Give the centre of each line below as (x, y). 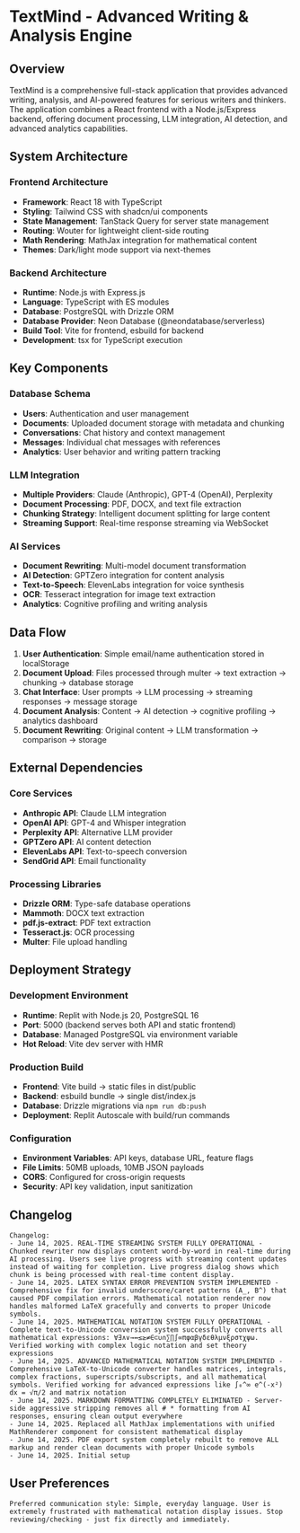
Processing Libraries (55, 884)
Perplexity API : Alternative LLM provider (97, 832)
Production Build (46, 1067)
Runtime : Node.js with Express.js (84, 292)
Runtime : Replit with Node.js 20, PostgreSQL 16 (110, 1015)
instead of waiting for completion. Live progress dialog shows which (144, 1267)
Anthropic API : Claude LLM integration (94, 813)
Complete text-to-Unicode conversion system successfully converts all (146, 1330)
